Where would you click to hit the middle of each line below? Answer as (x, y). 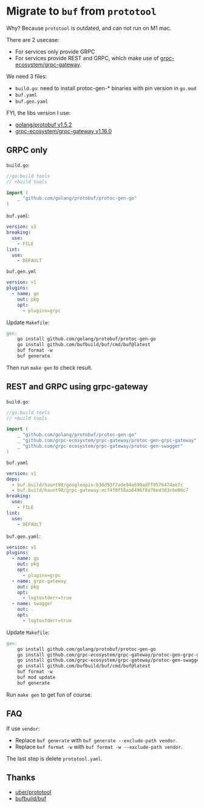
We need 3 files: (27, 76)
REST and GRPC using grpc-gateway (77, 387)
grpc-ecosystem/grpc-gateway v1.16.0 (63, 131)
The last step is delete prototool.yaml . (54, 758)
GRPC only (27, 150)
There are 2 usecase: (33, 40)
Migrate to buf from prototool (81, 11)
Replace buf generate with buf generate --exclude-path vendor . (96, 740)
